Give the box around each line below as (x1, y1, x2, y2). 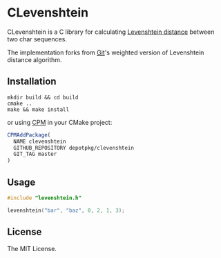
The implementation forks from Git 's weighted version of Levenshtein (7, 48, 204, 57)
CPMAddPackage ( (7, 131, 51, 139)
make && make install (7, 106, 70, 113)
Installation (7, 76, 57, 88)
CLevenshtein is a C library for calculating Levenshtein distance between (7, 28, 215, 36)
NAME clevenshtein (13, 138, 67, 145)
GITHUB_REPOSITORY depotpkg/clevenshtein (13, 144, 135, 151)
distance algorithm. (7, 55, 62, 63)
